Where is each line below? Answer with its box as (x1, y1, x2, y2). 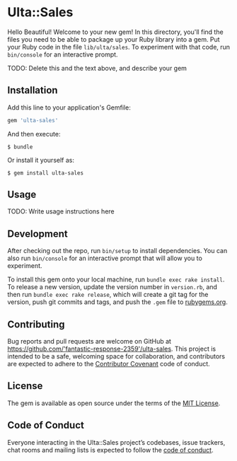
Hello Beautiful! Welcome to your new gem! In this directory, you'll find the (7, 28, 224, 36)
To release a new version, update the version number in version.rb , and (7, 283, 218, 291)
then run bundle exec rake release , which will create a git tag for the (7, 291, 209, 299)
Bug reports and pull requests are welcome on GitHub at (7, 337, 172, 346)
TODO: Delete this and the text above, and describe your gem (7, 64, 187, 72)
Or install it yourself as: (7, 156, 74, 164)
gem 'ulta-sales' (7, 117, 59, 124)
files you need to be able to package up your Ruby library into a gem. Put (7, 35, 221, 43)
